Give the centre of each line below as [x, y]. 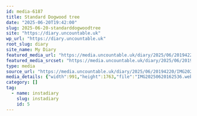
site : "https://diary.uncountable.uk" [53, 33]
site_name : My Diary [31, 50]
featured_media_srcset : [35, 60]
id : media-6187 [25, 11]
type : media [21, 66]
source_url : [21, 71]
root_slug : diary [27, 45]
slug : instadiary [38, 98]
